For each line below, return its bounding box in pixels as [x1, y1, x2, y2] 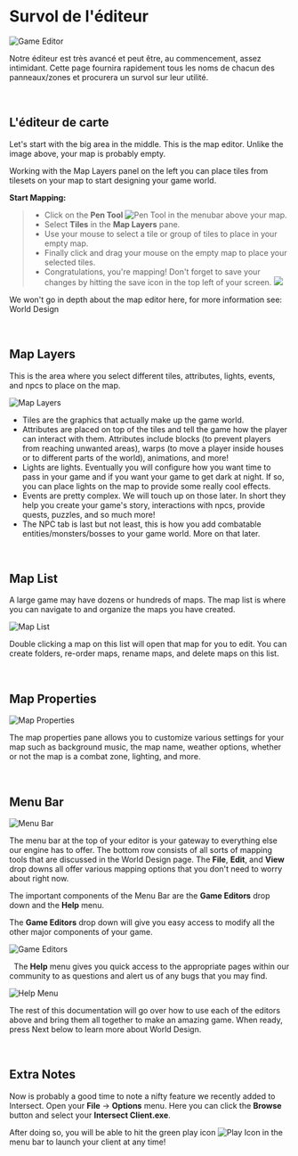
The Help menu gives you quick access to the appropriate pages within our [12, 961, 290, 972]
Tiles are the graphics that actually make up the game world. [21, 414, 245, 425]
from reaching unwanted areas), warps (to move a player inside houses [21, 443, 285, 454]
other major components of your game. [9, 927, 153, 937]
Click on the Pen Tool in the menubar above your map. [44, 209, 287, 220]
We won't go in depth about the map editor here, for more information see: [9, 294, 283, 305]
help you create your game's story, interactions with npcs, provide [21, 499, 265, 510]
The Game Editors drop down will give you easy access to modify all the [9, 917, 276, 928]
